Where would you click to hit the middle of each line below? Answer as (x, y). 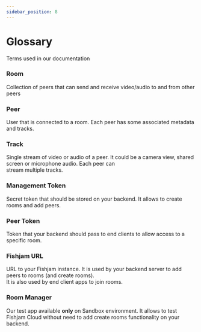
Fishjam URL (25, 255)
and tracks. (20, 129)
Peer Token (23, 221)
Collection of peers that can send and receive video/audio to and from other (100, 87)
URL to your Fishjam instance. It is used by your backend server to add (94, 269)
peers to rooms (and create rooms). (50, 275)
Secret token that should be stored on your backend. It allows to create (94, 199)
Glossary (29, 41)
